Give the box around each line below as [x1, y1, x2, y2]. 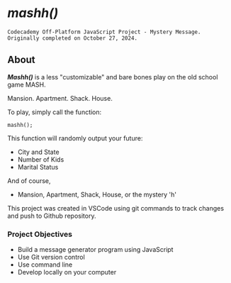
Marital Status [17, 162, 59, 171]
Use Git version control [17, 253, 85, 262]
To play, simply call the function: [7, 108, 102, 116]
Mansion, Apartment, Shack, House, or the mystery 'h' [17, 190, 177, 199]
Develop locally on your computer [17, 268, 117, 277]
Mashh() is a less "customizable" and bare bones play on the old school [7, 72, 218, 81]
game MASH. [7, 80, 46, 89]
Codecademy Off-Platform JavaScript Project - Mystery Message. [7, 28, 201, 35]
